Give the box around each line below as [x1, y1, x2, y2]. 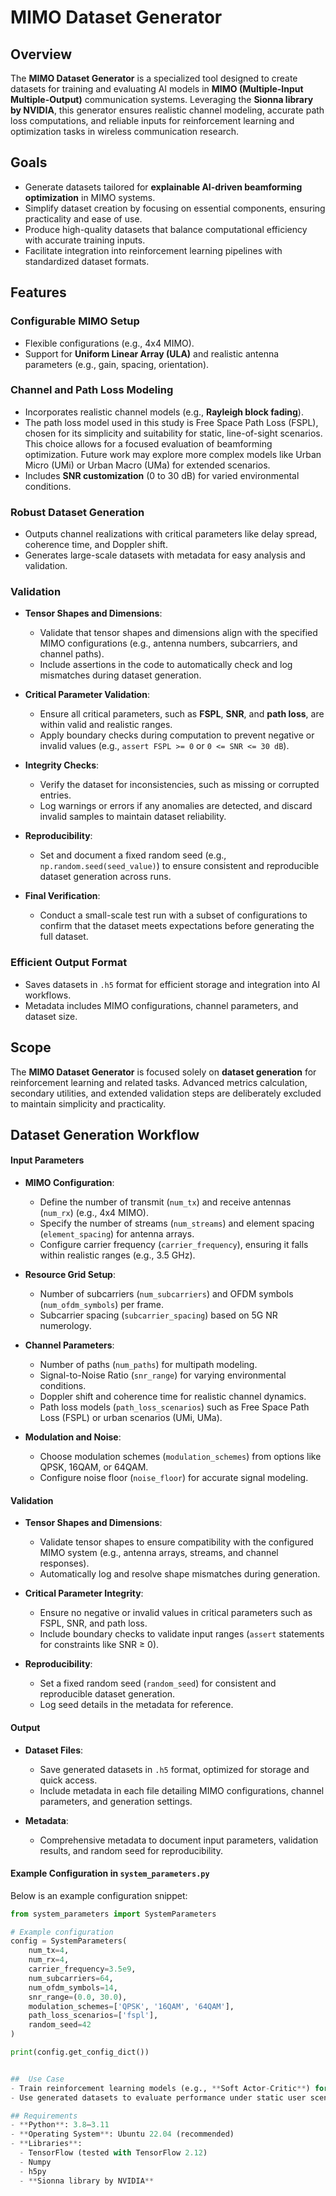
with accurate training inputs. [24, 234, 146, 246]
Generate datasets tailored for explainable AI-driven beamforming [24, 181, 303, 193]
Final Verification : [24, 890, 101, 902]
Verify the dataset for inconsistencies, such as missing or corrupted [39, 779, 320, 791]
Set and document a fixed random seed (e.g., [39, 849, 227, 861]
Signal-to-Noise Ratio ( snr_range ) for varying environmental [39, 1369, 287, 1381]
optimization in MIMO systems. [24, 191, 156, 203]
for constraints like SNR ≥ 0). [39, 1639, 160, 1651]
